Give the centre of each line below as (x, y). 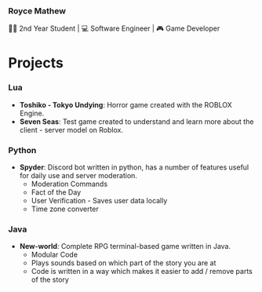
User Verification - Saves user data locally (99, 201)
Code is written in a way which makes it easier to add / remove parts (142, 272)
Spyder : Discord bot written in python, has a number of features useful (134, 167)
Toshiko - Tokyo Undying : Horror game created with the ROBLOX (126, 104)
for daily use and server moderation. (78, 176)
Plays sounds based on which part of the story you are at (124, 263)
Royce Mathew (37, 11)
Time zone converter (65, 209)
